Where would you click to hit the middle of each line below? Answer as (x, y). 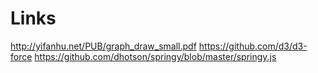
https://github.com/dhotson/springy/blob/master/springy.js (155, 56)
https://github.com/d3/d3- (253, 46)
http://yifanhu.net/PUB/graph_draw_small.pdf (103, 46)
